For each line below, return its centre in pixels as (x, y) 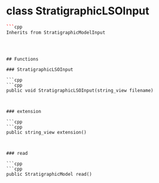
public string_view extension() (46, 132)
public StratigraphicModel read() (49, 174)
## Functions (22, 59)
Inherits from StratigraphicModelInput (56, 32)
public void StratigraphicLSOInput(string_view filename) (80, 90)
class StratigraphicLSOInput (78, 11)
